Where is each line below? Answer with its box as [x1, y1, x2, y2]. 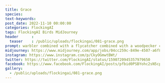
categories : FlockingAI [5, 25, 54, 30]
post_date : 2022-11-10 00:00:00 [5, 21, 71, 26]
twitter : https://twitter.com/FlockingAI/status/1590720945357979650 [5, 57, 151, 62]
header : [5, 35, 34, 40]
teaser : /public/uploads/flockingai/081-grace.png [9, 39, 124, 44]
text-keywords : [5, 16, 36, 21]
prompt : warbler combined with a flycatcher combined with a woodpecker [5, 43, 157, 48]
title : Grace [5, 7, 32, 12]
